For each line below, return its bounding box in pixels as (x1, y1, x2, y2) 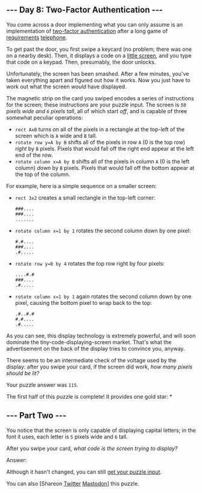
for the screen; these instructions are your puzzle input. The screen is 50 (6, 101, 186, 108)
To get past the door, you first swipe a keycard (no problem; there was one (6, 45, 192, 53)
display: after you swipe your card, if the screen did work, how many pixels (6, 363, 193, 370)
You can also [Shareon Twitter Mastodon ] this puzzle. (6, 480, 140, 487)
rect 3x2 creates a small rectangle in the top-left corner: (14, 194, 156, 201)
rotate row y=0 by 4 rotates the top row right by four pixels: (14, 260, 165, 267)
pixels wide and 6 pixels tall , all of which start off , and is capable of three (6, 107, 188, 114)
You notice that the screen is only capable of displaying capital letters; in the (6, 426, 196, 434)
